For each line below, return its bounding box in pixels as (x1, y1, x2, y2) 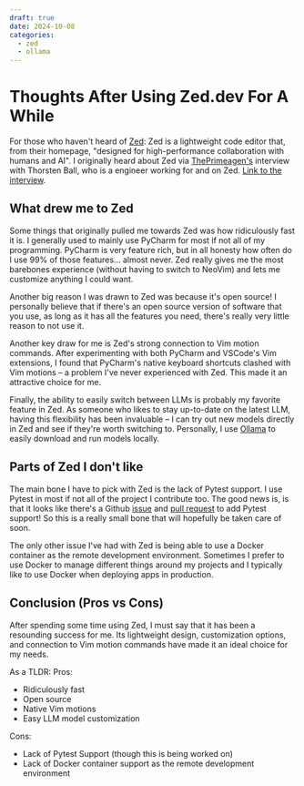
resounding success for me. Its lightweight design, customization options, (9, 629, 287, 640)
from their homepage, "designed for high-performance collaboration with (9, 146, 285, 157)
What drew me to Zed (9, 201, 134, 217)
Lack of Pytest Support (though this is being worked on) (22, 748, 234, 759)
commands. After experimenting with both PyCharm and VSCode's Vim (9, 347, 278, 358)
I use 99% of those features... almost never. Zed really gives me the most (9, 254, 284, 265)
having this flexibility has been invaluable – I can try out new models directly (9, 413, 295, 424)
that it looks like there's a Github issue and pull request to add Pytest (9, 503, 267, 514)
